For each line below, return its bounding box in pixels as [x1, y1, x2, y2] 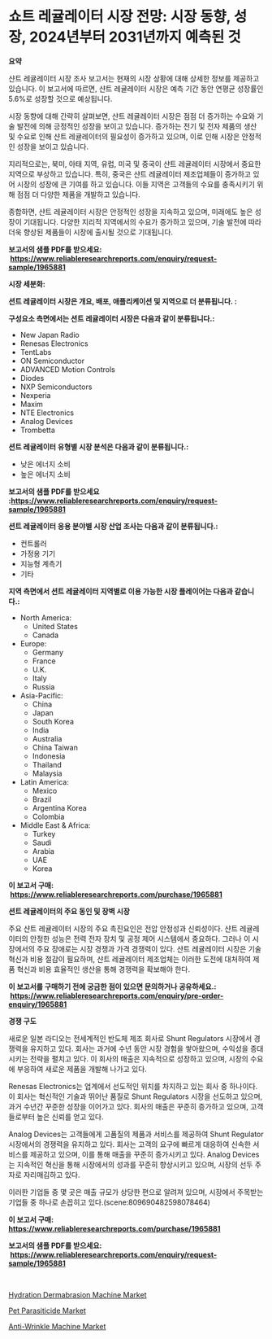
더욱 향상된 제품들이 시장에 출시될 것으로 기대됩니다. [8, 227, 173, 237]
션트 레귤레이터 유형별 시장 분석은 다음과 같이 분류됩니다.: [8, 441, 189, 452]
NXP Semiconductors [19, 382, 93, 392]
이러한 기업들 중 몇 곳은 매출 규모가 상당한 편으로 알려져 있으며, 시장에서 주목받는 [8, 1187, 264, 1197]
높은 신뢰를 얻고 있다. [36, 1112, 104, 1122]
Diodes [19, 373, 45, 383]
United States [32, 621, 79, 631]
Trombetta [19, 425, 55, 435]
